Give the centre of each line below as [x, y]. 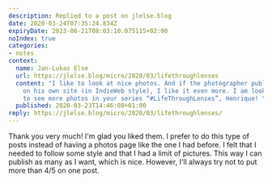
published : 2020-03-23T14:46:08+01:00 [81, 106]
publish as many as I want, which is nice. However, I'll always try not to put [133, 162]
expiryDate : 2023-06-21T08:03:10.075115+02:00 [88, 31]
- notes [21, 53]
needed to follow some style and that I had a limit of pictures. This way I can [135, 153]
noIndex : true [32, 38]
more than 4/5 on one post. [54, 171]
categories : [28, 46]
